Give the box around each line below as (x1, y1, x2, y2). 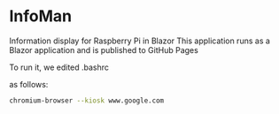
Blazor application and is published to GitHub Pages (9, 44, 199, 55)
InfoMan (9, 6, 73, 27)
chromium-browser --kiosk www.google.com (9, 95, 165, 105)
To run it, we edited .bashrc (9, 62, 109, 72)
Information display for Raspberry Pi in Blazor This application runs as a (9, 35, 270, 46)
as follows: (9, 79, 49, 89)
